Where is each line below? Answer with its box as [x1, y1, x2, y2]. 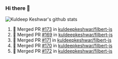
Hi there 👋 [5, 5, 31, 12]
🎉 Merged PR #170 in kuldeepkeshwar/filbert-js [12, 43, 113, 49]
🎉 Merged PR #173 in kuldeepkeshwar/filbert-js [12, 26, 113, 32]
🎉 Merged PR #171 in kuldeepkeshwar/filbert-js [12, 37, 112, 43]
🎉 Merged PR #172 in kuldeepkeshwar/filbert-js [12, 48, 113, 54]
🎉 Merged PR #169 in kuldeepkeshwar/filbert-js [12, 32, 113, 38]
